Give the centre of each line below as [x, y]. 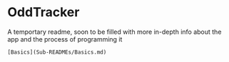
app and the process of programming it [65, 39]
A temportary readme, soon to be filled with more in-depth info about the [114, 32]
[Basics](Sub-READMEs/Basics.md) [57, 52]
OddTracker [44, 12]
